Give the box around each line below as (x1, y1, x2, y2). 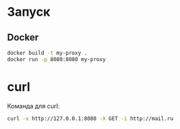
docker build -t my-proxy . (7, 49, 88, 56)
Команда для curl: (7, 102, 60, 110)
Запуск (7, 4, 51, 20)
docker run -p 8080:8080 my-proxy (7, 56, 106, 62)
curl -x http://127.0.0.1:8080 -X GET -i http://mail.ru (7, 115, 174, 122)
